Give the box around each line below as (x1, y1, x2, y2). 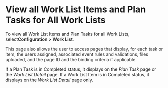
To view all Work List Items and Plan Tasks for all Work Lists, (5, 31, 130, 37)
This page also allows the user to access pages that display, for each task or (5, 46, 163, 52)
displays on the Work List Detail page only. (5, 77, 94, 83)
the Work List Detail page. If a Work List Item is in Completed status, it (5, 71, 149, 77)
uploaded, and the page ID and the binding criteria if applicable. (5, 56, 137, 62)
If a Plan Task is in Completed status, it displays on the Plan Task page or (5, 66, 156, 72)
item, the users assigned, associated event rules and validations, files (5, 51, 149, 57)
